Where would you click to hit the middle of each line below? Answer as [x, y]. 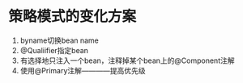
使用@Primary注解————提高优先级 [83, 70]
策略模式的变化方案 [72, 17]
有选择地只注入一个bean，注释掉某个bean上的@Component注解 [127, 60]
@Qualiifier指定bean [54, 50]
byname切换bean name [60, 40]
